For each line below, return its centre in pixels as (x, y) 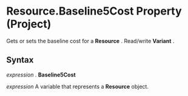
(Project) (29, 24)
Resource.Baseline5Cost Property (94, 11)
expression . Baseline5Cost (41, 75)
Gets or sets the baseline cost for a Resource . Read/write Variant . (90, 41)
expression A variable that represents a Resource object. (77, 86)
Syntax (20, 60)
